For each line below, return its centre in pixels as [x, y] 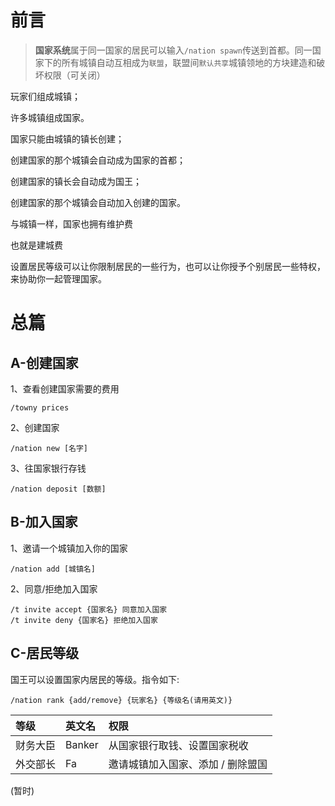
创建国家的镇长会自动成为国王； [76, 181]
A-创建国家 [44, 362]
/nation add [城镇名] [53, 569]
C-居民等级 [45, 653]
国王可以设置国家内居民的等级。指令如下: [95, 679]
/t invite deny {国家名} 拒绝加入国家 [84, 620]
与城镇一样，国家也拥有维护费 [71, 223]
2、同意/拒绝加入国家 [54, 588]
